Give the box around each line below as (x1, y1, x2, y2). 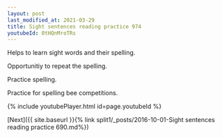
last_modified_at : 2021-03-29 (7, 17, 95, 24)
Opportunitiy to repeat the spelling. (7, 62, 108, 70)
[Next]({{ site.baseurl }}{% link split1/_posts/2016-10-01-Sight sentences (7, 116, 216, 124)
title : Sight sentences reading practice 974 (7, 23, 141, 30)
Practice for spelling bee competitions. (7, 89, 118, 97)
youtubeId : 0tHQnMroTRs (7, 29, 77, 37)
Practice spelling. (7, 76, 57, 84)
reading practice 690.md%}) (7, 123, 89, 132)
